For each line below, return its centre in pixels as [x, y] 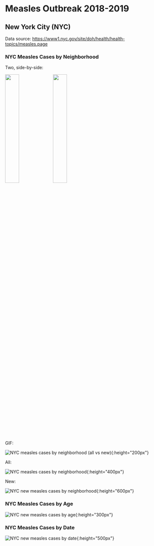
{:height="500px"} [96, 538]
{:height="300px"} [94, 514]
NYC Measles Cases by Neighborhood [52, 56]
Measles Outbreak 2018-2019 [67, 9]
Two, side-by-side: [24, 68]
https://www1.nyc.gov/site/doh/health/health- [78, 39]
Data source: [18, 39]
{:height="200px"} [130, 453]
